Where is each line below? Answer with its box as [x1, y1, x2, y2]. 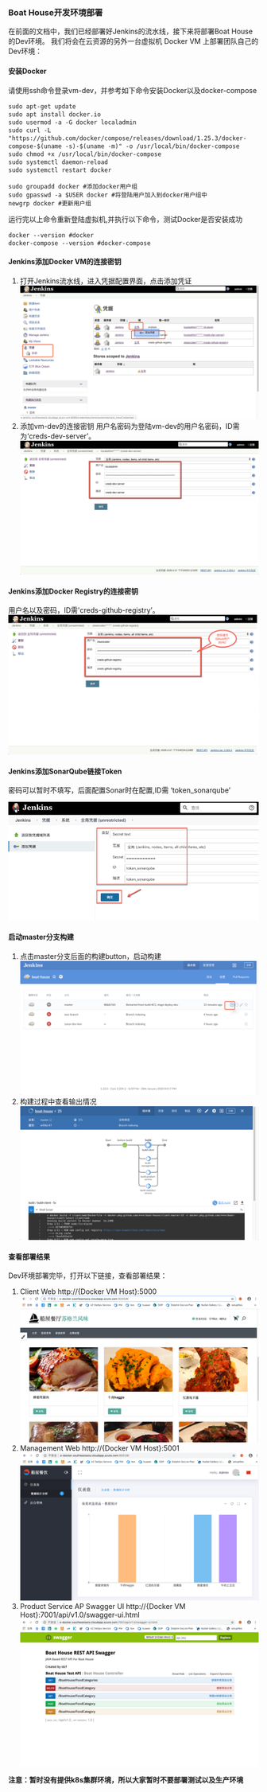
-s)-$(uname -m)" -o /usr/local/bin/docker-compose [64, 142, 240, 150]
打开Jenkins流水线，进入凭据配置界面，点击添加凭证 [19, 276, 192, 286]
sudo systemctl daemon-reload [8, 158, 109, 166]
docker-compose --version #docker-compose [8, 239, 151, 247]
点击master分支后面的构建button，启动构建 [19, 952, 161, 961]
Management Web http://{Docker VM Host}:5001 [19, 1443, 180, 1453]
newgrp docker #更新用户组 [8, 199, 91, 208]
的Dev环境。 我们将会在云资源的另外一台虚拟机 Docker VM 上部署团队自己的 [8, 37, 259, 46]
